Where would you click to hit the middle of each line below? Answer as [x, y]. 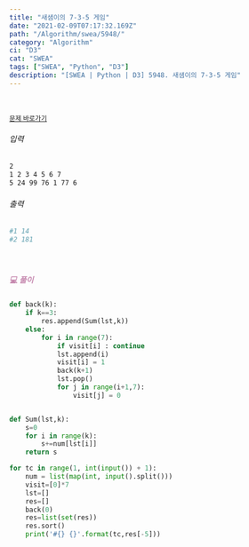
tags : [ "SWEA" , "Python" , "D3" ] [69, 67]
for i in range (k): [61, 436]
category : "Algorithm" [51, 42]
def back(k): [33, 305]
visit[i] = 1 [80, 362]
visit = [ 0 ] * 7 [47, 485]
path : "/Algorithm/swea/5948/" [67, 34]
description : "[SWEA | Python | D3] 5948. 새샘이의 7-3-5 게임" [125, 75]
